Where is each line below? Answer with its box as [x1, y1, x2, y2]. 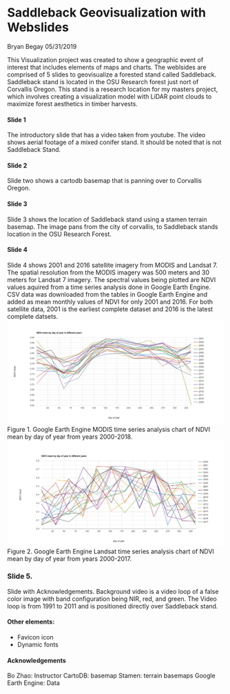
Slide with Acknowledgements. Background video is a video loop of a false [7, 587, 219, 595]
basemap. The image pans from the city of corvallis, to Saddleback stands [7, 222, 218, 230]
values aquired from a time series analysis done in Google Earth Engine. [7, 283, 211, 291]
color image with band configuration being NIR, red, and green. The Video [7, 595, 217, 603]
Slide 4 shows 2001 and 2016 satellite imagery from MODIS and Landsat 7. [7, 261, 218, 269]
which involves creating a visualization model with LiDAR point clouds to [7, 92, 212, 101]
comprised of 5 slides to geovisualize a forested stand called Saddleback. [7, 70, 217, 79]
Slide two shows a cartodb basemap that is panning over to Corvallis [7, 177, 202, 185]
